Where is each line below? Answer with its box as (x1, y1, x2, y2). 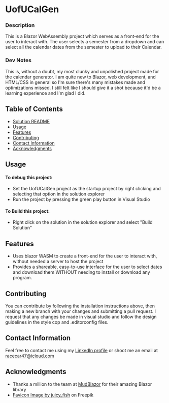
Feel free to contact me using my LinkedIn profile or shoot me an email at (5, 347, 158, 353)
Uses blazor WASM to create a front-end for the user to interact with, (12, 253, 157, 259)
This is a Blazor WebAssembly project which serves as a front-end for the (5, 33, 159, 39)
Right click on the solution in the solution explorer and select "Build (12, 219, 153, 225)
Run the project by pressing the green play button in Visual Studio (12, 196, 150, 203)
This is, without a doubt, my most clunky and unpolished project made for (5, 68, 159, 74)
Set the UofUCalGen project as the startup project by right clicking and (12, 186, 161, 192)
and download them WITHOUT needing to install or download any (12, 269, 151, 275)
